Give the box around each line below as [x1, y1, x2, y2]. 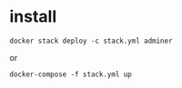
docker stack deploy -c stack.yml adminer [9, 36, 173, 45]
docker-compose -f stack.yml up [9, 70, 132, 79]
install [9, 6, 57, 27]
